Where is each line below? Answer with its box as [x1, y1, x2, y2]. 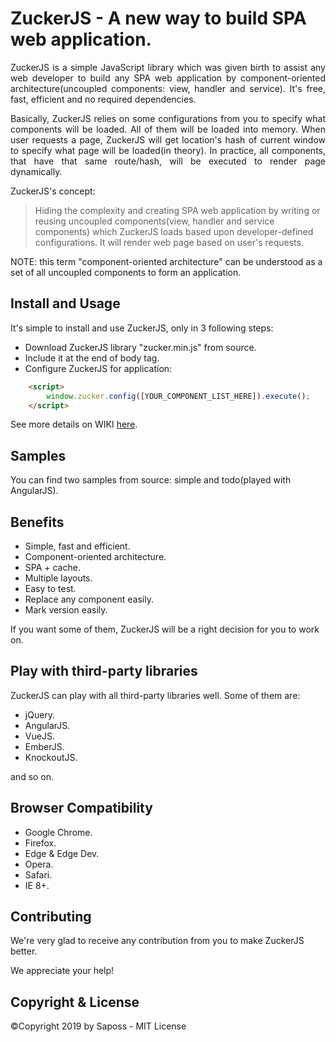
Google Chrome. [24, 826, 93, 838]
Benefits [10, 513, 65, 531]
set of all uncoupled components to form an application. [10, 266, 242, 278]
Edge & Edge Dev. [24, 847, 100, 859]
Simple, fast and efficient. [24, 540, 131, 552]
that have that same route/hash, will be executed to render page [10, 155, 326, 167]
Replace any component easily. [24, 593, 154, 605]
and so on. [10, 770, 55, 782]
